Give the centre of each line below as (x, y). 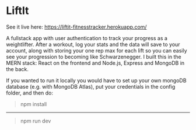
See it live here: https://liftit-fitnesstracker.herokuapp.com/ (76, 27)
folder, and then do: (30, 93)
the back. (17, 69)
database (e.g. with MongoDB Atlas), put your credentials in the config (91, 86)
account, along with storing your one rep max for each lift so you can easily (97, 50)
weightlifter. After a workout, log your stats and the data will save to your (93, 44)
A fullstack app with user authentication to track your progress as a (87, 38)
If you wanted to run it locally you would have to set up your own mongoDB (96, 80)
